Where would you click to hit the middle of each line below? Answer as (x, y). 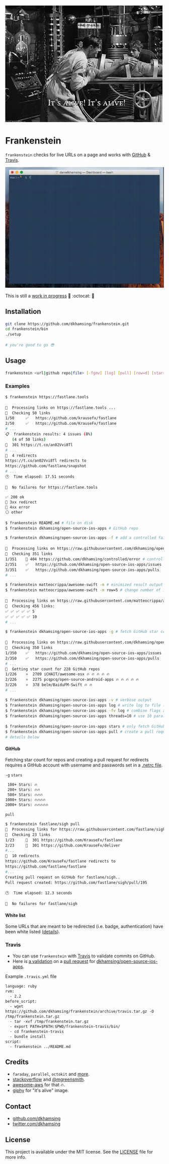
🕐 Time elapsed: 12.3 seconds (39, 893)
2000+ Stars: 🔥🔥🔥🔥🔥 (27, 805)
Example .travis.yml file (31, 976)
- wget (17, 1006)
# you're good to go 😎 (30, 345)
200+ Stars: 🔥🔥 (24, 790)
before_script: (21, 1001)
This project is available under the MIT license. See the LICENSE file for (79, 1152)
